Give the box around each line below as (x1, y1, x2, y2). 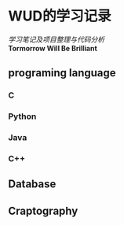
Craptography (8, 204, 78, 217)
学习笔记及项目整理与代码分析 (8, 35, 104, 44)
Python (8, 111, 37, 122)
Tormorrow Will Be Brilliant (8, 43, 98, 53)
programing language (8, 66, 116, 79)
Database (8, 178, 57, 191)
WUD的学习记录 (8, 7, 111, 25)
